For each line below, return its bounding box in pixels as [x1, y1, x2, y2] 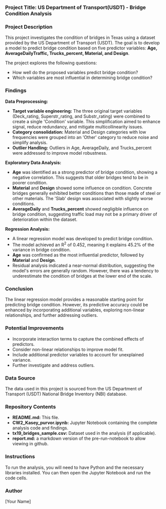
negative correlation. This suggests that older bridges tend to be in [12, 174, 148, 180]
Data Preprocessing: [5, 98, 48, 104]
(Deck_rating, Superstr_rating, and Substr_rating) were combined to [12, 113, 151, 119]
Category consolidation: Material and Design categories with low [12, 129, 147, 135]
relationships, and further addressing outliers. [5, 312, 98, 318]
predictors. [12, 341, 35, 347]
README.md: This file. [12, 415, 59, 421]
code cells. [5, 475, 28, 481]
